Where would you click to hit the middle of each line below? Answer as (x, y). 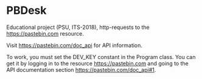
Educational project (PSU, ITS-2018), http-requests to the (78, 27)
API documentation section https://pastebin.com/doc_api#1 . (81, 69)
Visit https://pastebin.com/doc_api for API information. (75, 45)
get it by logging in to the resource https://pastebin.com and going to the (97, 63)
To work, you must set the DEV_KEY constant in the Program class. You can (101, 57)
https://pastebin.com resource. (45, 33)
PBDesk (26, 11)
